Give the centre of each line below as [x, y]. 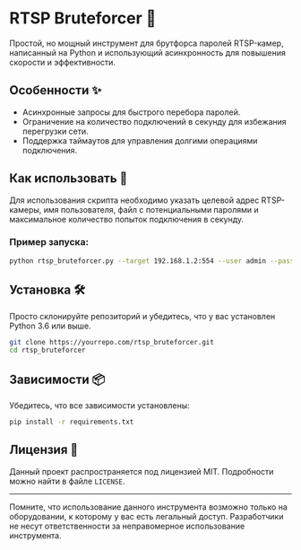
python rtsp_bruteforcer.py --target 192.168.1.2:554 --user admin [138, 261]
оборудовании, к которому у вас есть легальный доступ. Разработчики [146, 516]
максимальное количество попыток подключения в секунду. [127, 219]
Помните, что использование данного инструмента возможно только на [149, 507]
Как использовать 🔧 [69, 179]
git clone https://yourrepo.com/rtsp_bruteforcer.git [112, 342]
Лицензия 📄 [44, 450]
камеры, [26, 209]
